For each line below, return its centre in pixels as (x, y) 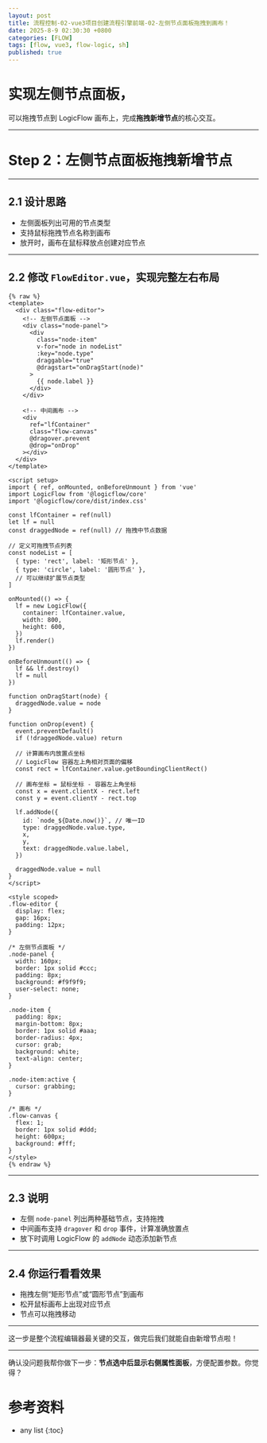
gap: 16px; (33, 918)
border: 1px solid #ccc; (56, 968)
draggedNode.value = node (58, 703)
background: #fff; (46, 1143)
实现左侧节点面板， (71, 94)
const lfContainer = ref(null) (60, 515)
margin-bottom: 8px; (49, 1024)
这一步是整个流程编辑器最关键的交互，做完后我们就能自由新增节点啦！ (123, 1338)
